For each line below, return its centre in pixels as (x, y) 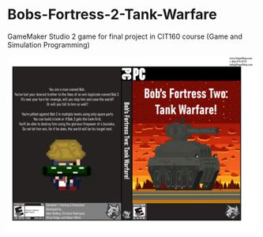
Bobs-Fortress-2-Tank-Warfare (113, 15)
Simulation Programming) (49, 44)
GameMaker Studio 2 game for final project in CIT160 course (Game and (125, 36)
